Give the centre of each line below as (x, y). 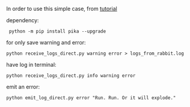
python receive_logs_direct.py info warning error (71, 76)
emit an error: (23, 87)
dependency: (23, 20)
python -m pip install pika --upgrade (57, 31)
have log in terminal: (31, 65)
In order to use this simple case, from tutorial (62, 9)
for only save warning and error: (46, 42)
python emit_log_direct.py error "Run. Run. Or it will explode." (91, 98)
